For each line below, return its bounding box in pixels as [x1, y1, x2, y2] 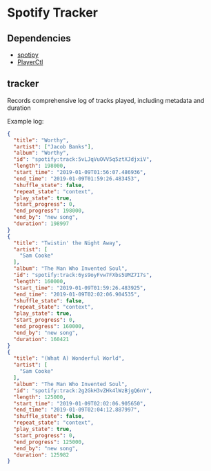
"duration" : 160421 [13, 336, 70, 343]
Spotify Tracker [7, 5, 99, 21]
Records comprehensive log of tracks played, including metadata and [7, 96, 205, 104]
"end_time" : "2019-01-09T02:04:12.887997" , [13, 406, 140, 414]
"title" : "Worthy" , [13, 137, 70, 144]
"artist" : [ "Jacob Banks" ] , [13, 143, 94, 150]
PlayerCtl [17, 58, 43, 66]
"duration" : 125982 [13, 451, 70, 459]
